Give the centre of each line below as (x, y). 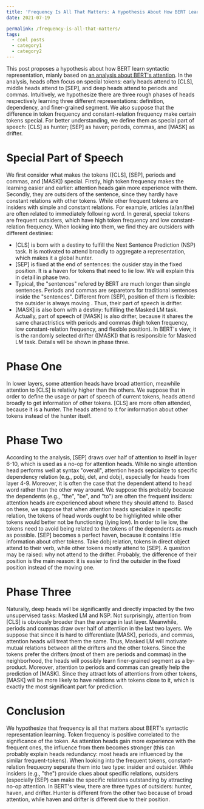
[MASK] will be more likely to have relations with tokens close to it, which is (100, 680)
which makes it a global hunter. (54, 258)
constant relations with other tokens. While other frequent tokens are (92, 200)
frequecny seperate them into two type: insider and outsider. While (110, 767)
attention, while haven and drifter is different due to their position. (88, 799)
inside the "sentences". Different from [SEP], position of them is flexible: (105, 297)
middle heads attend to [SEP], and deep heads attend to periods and (92, 88)
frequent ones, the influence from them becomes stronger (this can (90, 747)
